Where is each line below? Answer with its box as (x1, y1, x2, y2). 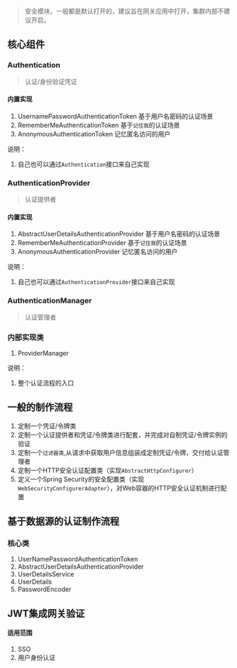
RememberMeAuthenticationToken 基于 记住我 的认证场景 (17, 121, 180, 129)
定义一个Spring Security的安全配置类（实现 (17, 475, 144, 483)
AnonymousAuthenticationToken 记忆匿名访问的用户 (17, 129, 171, 138)
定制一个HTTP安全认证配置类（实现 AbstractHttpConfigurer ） (17, 466, 198, 474)
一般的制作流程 (7, 401, 73, 414)
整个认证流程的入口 (17, 378, 75, 387)
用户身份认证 (17, 653, 55, 662)
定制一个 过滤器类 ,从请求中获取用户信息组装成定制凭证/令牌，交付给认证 (17, 448, 224, 456)
